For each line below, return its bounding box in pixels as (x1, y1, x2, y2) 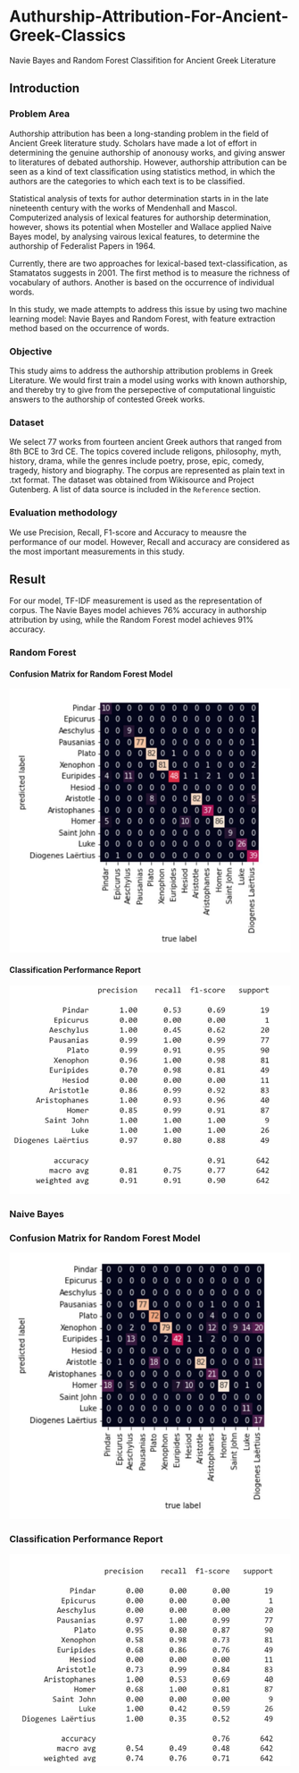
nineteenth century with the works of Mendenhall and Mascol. (9, 202, 238, 213)
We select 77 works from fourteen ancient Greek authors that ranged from (9, 437, 283, 448)
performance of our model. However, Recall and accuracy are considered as (9, 536, 290, 547)
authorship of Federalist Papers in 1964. (9, 240, 156, 251)
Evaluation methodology (9, 507, 118, 519)
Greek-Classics (9, 25, 127, 46)
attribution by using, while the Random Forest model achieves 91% (9, 615, 254, 626)
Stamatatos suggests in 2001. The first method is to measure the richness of (9, 267, 290, 278)
